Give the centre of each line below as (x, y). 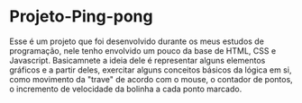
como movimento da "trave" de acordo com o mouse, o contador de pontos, (151, 79)
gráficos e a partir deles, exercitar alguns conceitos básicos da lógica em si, (151, 70)
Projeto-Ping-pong (81, 17)
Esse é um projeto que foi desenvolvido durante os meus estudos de (137, 41)
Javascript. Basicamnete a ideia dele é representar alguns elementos (137, 60)
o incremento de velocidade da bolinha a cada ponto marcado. (126, 89)
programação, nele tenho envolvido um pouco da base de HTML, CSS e (143, 50)
